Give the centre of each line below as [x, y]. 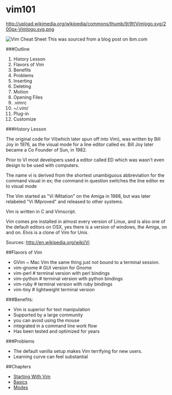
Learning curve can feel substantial [51, 356]
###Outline [18, 49]
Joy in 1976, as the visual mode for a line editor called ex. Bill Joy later [80, 144]
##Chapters [18, 366]
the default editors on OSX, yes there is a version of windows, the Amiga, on [87, 227]
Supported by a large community [48, 315]
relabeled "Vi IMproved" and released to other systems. [65, 201]
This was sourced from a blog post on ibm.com [98, 39]
